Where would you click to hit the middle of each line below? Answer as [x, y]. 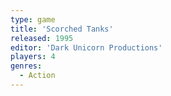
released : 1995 [42, 38]
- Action [37, 76]
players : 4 [33, 57]
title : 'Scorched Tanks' [62, 29]
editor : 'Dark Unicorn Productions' [86, 47]
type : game [33, 19]
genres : [26, 66]
